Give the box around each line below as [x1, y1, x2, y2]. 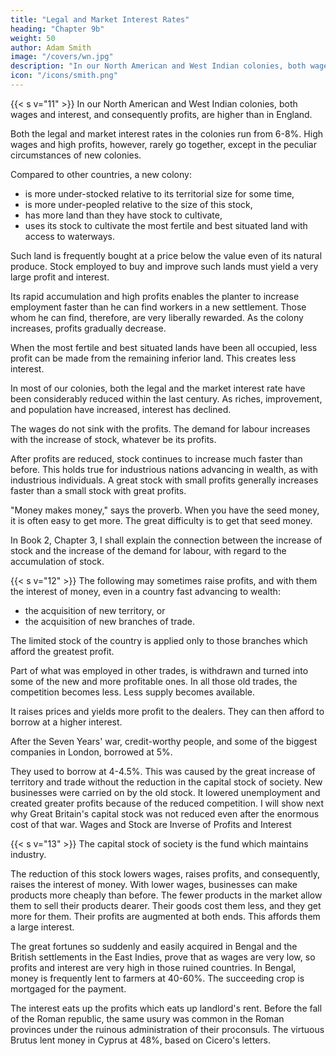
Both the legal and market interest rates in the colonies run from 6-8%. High [10, 127, 324, 140]
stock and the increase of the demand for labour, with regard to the [10, 544, 287, 556]
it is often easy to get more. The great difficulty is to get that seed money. [10, 514, 313, 526]
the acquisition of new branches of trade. [24, 615, 196, 627]
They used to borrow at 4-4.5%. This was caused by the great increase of [10, 765, 316, 777]
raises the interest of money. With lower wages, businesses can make [10, 878, 298, 890]
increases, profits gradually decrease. [10, 322, 167, 334]
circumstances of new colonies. [10, 149, 142, 161]
